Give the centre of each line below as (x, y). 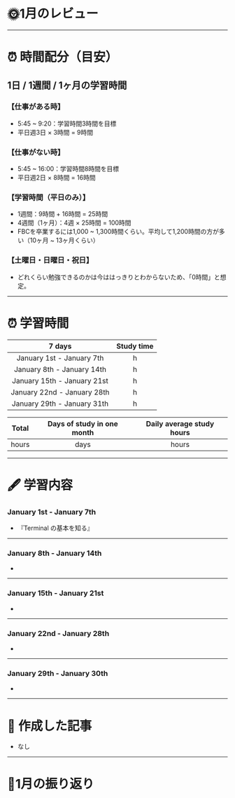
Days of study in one (83, 423)
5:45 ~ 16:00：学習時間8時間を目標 (68, 169)
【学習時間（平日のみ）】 (49, 198)
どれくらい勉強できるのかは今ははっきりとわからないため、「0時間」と (119, 277)
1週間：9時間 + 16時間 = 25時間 (63, 214)
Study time (135, 346)
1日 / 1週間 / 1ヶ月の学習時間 (67, 85)
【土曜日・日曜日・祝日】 (50, 260)
